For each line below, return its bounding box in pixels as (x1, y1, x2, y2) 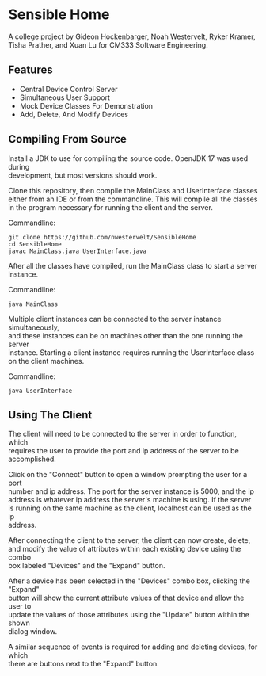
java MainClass (8, 300, 59, 308)
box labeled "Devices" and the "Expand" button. (8, 561, 165, 571)
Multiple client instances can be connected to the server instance (8, 314, 222, 323)
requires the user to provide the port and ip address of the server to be (8, 446, 239, 456)
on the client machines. (8, 356, 85, 365)
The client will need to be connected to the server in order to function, (8, 430, 237, 439)
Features (8, 63, 53, 77)
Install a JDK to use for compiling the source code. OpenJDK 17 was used (8, 153, 249, 163)
